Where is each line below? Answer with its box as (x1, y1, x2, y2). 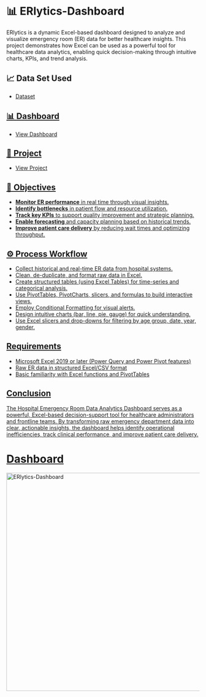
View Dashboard (15, 130, 58, 138)
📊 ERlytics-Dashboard (6, 4, 124, 18)
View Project (15, 164, 48, 171)
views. (15, 298, 32, 304)
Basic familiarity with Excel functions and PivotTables (15, 371, 150, 378)
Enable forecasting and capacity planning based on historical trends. (15, 218, 191, 225)
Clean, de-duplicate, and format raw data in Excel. (15, 271, 143, 279)
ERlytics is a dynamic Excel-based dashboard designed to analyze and (6, 28, 185, 36)
